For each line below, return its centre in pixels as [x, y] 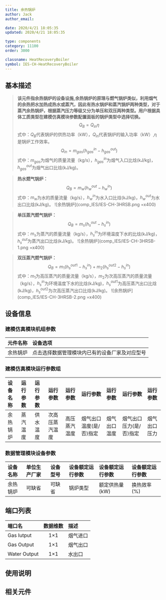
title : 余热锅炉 [20, 10]
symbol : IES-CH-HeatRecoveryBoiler [42, 64]
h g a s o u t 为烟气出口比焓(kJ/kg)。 [49, 167]
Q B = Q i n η [89, 126]
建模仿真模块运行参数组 [33, 369]
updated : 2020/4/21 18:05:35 [35, 33]
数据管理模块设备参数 [30, 453]
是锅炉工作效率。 [35, 141]
